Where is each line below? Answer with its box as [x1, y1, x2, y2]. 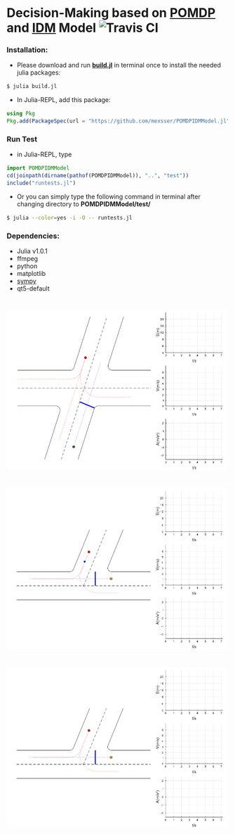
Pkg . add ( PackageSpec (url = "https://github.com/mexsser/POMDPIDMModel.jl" [6, 118, 230, 125]
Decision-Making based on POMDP [6, 5, 216, 21]
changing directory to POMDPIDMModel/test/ [16, 200, 151, 208]
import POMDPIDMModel [6, 165, 70, 172]
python [16, 262, 38, 270]
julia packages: [16, 68, 61, 77]
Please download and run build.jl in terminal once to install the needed [16, 61, 222, 70]
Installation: [6, 45, 48, 55]
